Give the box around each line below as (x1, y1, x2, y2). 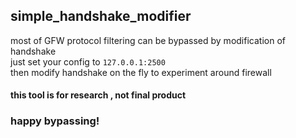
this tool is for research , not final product (10, 89, 187, 101)
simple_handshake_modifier (10, 8, 192, 25)
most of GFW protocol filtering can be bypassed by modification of (10, 34, 286, 46)
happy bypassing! (10, 114, 100, 128)
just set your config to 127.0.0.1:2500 (10, 55, 166, 68)
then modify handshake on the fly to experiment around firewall (10, 66, 272, 78)
